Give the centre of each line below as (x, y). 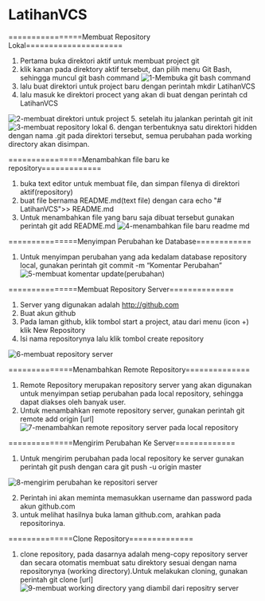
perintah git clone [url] (57, 579)
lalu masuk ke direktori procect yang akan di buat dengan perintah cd (134, 94)
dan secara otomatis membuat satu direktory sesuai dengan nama (128, 562)
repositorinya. (43, 523)
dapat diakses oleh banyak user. (73, 401)
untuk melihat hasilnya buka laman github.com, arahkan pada (120, 514)
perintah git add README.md (67, 226)
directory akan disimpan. (49, 144)
